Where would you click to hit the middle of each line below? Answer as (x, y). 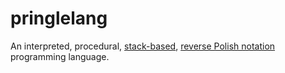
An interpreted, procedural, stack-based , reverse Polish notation (143, 46)
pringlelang (59, 18)
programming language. (60, 56)
